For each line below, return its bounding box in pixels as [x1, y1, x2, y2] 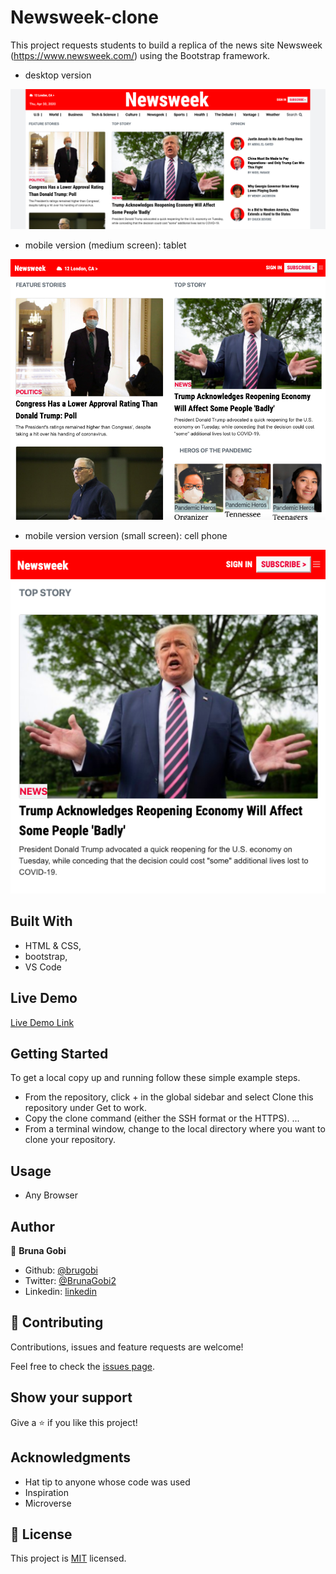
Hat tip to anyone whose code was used [24, 1476, 191, 1488]
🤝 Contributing [10, 1314, 104, 1331]
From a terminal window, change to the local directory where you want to [24, 1123, 326, 1135]
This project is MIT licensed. [10, 1552, 127, 1565]
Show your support [10, 1389, 133, 1406]
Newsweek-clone [10, 6, 159, 29]
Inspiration [24, 1486, 69, 1498]
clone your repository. [24, 1134, 116, 1146]
